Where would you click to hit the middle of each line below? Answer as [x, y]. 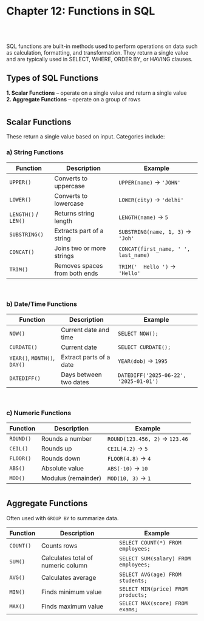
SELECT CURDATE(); [144, 347]
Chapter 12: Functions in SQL [81, 11]
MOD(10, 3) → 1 [129, 478]
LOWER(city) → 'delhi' [151, 200]
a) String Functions [35, 152]
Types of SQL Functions [53, 78]
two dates [75, 382]
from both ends [76, 273]
